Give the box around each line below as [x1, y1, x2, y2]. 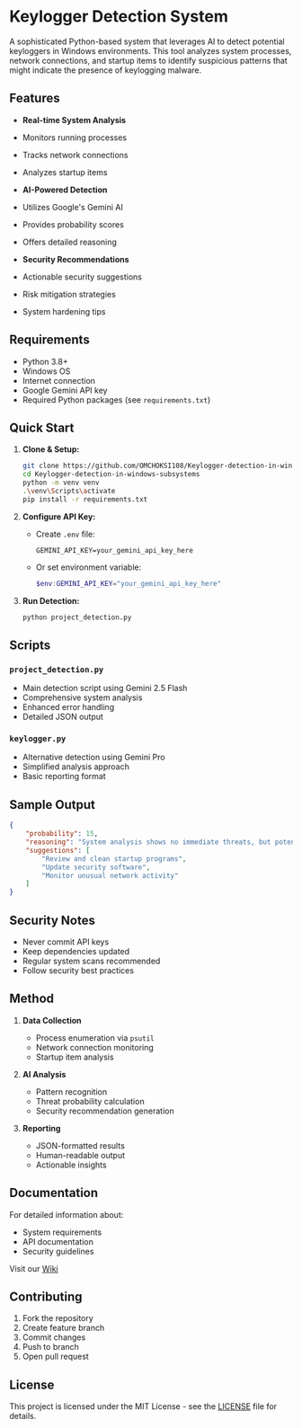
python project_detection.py [22, 613, 132, 622]
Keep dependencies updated [22, 945, 130, 956]
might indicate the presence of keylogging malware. [9, 65, 202, 75]
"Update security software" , [41, 863, 151, 872]
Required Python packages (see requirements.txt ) [22, 394, 211, 405]
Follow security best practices [22, 964, 135, 976]
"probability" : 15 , [25, 829, 99, 838]
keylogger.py [9, 734, 67, 744]
